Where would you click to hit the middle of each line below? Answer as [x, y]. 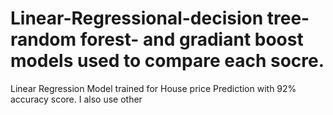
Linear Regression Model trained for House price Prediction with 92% [153, 88]
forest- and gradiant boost [191, 39]
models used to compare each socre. [167, 61]
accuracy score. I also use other [76, 99]
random [43, 39]
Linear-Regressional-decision [137, 18]
